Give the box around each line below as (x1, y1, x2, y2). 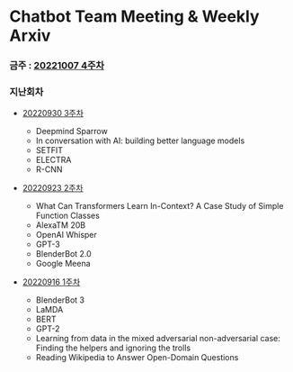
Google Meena (35, 259, 92, 269)
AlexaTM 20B (35, 220, 86, 231)
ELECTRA (35, 155, 72, 166)
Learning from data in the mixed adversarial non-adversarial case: (35, 333, 281, 344)
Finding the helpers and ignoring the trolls (35, 342, 191, 353)
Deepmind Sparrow (35, 126, 108, 137)
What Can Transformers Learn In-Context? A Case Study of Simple (35, 201, 284, 212)
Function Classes (35, 210, 101, 222)
